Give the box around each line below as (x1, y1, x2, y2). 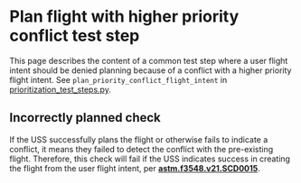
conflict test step (9, 25, 140, 46)
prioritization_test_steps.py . (9, 84, 111, 95)
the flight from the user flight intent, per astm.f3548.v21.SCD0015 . (9, 162, 260, 173)
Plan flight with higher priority (9, 6, 240, 27)
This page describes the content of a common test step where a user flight (9, 55, 288, 66)
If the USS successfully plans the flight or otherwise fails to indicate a (9, 133, 268, 145)
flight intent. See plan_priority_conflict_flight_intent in (9, 74, 228, 85)
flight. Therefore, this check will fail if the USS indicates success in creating (9, 153, 291, 164)
